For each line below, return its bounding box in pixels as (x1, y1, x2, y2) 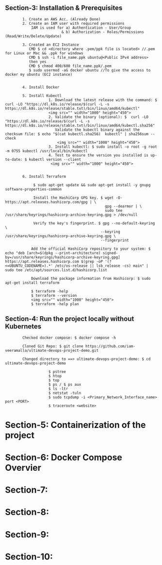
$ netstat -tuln (48, 391, 81, 395)
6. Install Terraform (22, 174, 66, 179)
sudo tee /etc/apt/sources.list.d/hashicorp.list (5, 267, 108, 273)
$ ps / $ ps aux (48, 382, 81, 387)
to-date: (5, 157, 23, 162)
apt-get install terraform (5, 280, 60, 285)
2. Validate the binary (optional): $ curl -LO (48, 114, 149, 120)
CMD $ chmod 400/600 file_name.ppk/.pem (29, 63, 112, 68)
